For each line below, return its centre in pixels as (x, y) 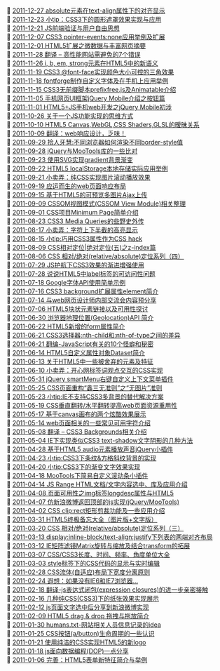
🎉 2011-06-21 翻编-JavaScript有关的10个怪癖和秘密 (80, 344)
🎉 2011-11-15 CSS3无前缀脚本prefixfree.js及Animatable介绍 (91, 90)
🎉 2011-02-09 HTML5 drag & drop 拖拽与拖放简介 (78, 616)
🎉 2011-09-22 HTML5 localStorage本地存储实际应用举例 (87, 168)
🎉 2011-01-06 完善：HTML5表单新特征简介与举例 (77, 660)
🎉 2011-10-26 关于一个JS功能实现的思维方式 (70, 116)
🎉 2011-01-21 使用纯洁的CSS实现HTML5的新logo (76, 642)
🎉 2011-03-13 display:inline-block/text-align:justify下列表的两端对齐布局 (110, 537)
